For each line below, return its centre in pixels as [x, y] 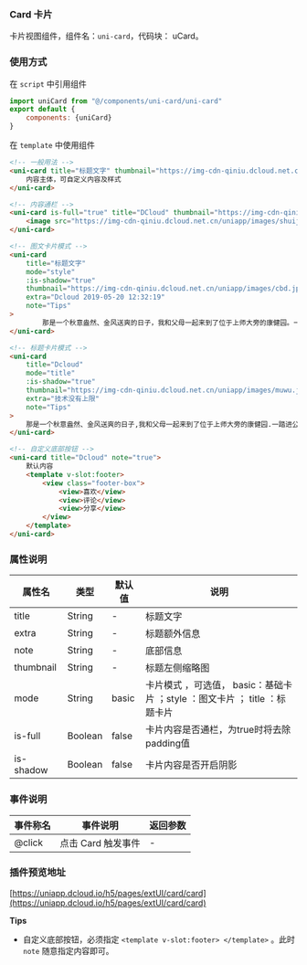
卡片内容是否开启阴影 [191, 765]
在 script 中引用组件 [48, 83]
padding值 [168, 744]
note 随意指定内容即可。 [68, 950]
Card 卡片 [31, 14]
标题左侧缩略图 [178, 668]
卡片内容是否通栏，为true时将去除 [218, 730]
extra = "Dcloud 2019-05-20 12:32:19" [96, 297]
